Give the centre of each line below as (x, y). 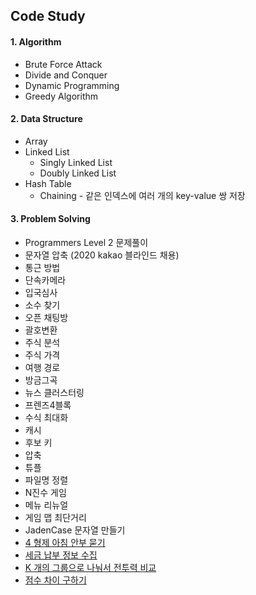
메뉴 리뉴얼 (46, 505)
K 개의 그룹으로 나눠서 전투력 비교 (90, 567)
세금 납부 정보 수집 (61, 555)
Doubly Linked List (78, 173)
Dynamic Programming (72, 85)
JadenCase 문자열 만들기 (75, 530)
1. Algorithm (36, 41)
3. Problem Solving (50, 219)
